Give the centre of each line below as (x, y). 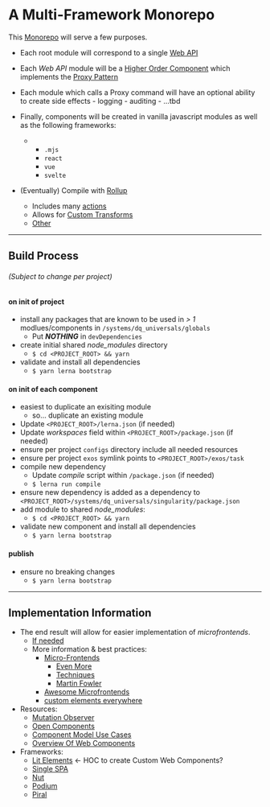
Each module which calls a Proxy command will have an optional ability (137, 92)
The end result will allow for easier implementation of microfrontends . (135, 632)
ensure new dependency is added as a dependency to (110, 492)
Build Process (43, 256)
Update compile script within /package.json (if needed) (123, 476)
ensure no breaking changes (67, 571)
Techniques (75, 675)
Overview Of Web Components (84, 743)
